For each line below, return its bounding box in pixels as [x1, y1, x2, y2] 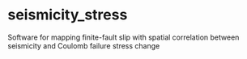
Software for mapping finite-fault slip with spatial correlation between [7, 32, 240, 42]
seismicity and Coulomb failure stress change [7, 40, 160, 50]
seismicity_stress [7, 6, 128, 24]
